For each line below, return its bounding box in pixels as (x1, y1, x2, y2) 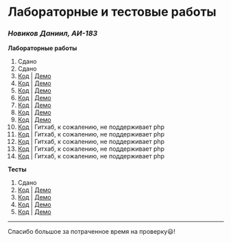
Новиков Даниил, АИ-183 (8, 29, 98, 38)
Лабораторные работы (8, 44, 77, 52)
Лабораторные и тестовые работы (8, 4, 217, 20)
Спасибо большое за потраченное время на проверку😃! (8, 228, 175, 236)
